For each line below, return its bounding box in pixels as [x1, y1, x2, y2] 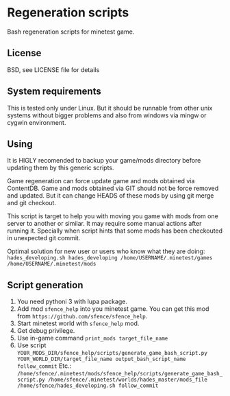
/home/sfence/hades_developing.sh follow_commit [16, 382, 159, 389]
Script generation [7, 279, 84, 291]
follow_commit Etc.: [16, 362, 72, 370]
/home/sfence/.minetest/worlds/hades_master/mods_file [47, 376, 207, 384]
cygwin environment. [7, 118, 66, 126]
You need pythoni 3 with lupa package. [16, 297, 128, 306]
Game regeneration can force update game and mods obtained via [7, 177, 195, 185]
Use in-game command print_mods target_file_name [16, 334, 168, 342]
